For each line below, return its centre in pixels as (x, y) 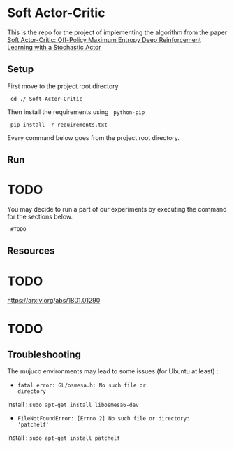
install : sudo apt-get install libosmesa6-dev (73, 405)
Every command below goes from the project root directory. (94, 137)
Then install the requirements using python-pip (76, 112)
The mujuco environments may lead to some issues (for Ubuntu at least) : (113, 371)
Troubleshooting (44, 354)
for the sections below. (40, 217)
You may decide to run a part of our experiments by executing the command (117, 209)
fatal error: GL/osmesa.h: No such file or (82, 386)
